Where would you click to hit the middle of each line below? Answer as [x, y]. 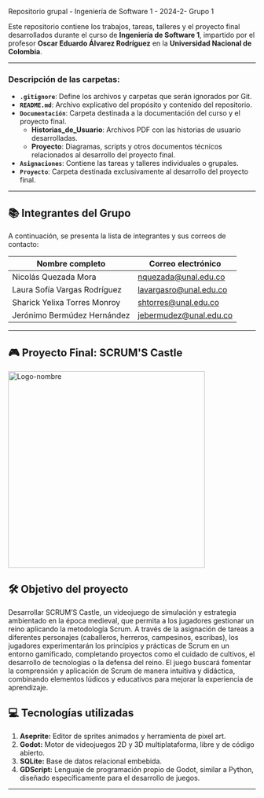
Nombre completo [71, 264]
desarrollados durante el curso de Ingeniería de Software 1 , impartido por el [132, 35]
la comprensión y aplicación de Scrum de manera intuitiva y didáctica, [122, 671]
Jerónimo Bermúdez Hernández [71, 315]
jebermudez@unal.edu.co [185, 315]
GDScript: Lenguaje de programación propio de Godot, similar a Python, [136, 769]
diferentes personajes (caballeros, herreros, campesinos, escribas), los [123, 637]
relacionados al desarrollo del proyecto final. [103, 155]
